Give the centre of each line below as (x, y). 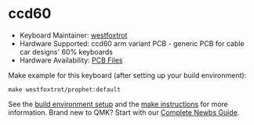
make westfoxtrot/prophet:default (65, 89)
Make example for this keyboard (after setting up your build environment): (127, 75)
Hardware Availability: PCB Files (71, 60)
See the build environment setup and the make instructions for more (118, 104)
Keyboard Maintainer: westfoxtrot (73, 35)
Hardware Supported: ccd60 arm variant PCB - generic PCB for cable (132, 43)
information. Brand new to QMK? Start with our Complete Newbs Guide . (124, 112)
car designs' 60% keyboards (66, 52)
